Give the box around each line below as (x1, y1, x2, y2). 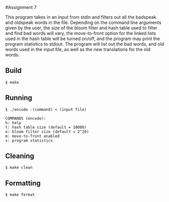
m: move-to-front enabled (5, 134, 60, 139)
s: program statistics (5, 138, 53, 143)
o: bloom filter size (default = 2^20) (5, 129, 89, 134)
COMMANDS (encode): (5, 116, 46, 121)
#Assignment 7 (5, 5, 37, 10)
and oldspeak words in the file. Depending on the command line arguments (5, 20, 161, 25)
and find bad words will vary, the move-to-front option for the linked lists (5, 30, 156, 36)
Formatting (5, 179, 41, 187)
